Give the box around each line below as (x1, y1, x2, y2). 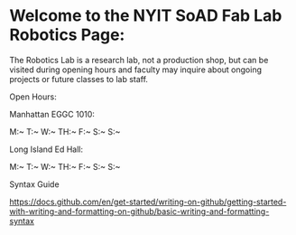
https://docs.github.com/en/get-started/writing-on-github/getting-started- (9, 196, 287, 207)
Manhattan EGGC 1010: (9, 108, 95, 119)
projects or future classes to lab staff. (9, 73, 149, 84)
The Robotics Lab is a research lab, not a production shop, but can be (9, 54, 269, 65)
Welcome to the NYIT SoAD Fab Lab (9, 5, 282, 26)
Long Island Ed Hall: (9, 144, 84, 155)
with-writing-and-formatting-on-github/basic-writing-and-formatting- (9, 205, 270, 217)
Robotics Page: (9, 24, 125, 45)
